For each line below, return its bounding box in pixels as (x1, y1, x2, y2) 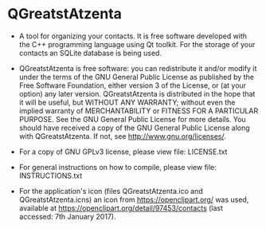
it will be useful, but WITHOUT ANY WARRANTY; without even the (18, 97, 236, 107)
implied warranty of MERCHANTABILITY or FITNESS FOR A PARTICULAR (18, 105, 259, 116)
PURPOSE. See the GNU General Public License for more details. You (18, 114, 246, 124)
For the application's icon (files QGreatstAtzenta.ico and (18, 186, 204, 195)
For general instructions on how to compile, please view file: (18, 162, 217, 172)
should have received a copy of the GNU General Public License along (18, 123, 250, 132)
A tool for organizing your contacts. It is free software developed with (18, 31, 248, 41)
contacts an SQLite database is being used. (18, 48, 162, 57)
